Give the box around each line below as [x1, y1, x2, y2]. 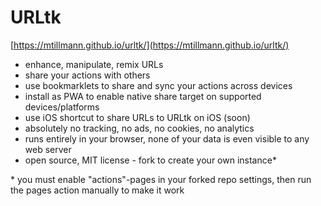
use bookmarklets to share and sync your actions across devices [24, 79, 293, 91]
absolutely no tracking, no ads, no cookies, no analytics [24, 122, 255, 134]
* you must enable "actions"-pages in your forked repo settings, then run [10, 173, 312, 185]
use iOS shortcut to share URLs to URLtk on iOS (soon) [24, 111, 251, 123]
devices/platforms [24, 101, 100, 113]
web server [24, 143, 72, 155]
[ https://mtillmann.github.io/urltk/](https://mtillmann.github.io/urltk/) [10, 39, 290, 51]
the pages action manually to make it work [10, 184, 185, 196]
